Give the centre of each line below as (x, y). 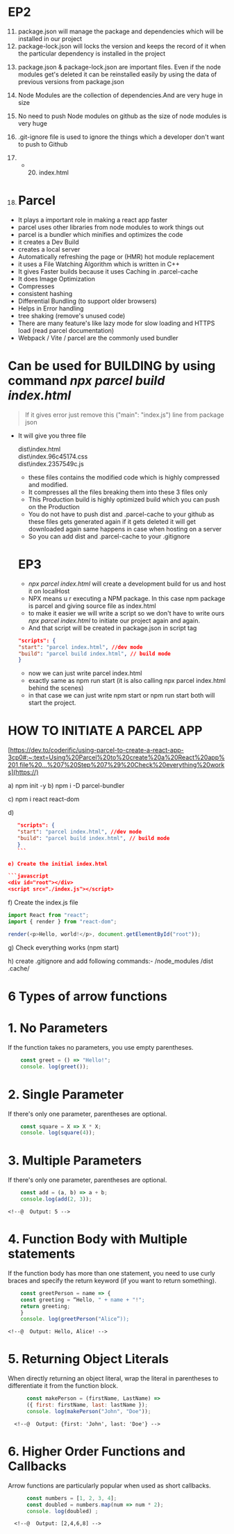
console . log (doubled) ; (62, 1511)
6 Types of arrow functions (87, 996)
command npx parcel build (86, 381)
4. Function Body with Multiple (98, 1239)
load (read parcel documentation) (66, 330)
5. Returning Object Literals (89, 1359)
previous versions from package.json (71, 81)
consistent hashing (45, 293)
